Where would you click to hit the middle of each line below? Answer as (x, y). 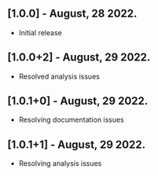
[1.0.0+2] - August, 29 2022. (79, 58)
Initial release (40, 32)
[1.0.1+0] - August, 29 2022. (78, 101)
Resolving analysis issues (60, 163)
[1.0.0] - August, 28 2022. (72, 14)
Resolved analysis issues (59, 76)
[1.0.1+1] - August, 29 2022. (77, 144)
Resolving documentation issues (72, 120)
